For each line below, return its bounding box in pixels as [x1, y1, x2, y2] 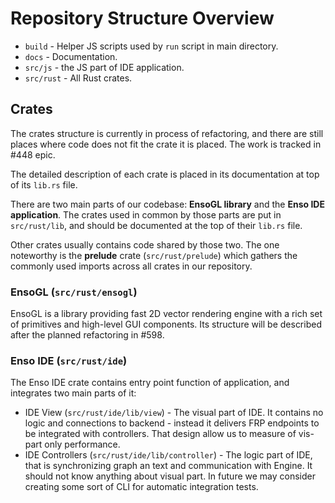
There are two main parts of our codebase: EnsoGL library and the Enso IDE [10, 198, 325, 210]
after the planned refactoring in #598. [10, 329, 165, 341]
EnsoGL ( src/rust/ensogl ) [10, 285, 138, 299]
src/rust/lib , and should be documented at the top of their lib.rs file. [10, 219, 303, 231]
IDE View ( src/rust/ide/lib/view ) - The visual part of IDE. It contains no [24, 407, 324, 419]
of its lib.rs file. [10, 178, 78, 191]
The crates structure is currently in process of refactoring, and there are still [10, 127, 324, 139]
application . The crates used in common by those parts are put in [10, 208, 282, 221]
